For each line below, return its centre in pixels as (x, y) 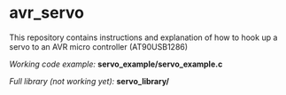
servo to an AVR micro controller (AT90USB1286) (99, 46)
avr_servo (46, 13)
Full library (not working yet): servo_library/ (89, 81)
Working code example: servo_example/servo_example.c (116, 64)
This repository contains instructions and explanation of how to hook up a (143, 37)
